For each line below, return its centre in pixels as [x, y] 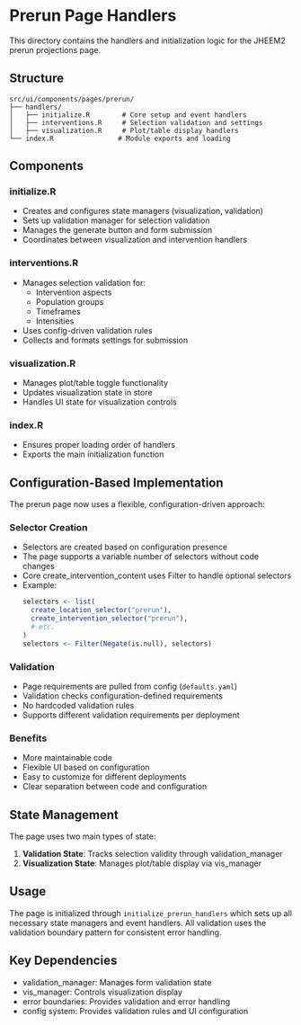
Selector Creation [49, 528]
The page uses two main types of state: [83, 836]
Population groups [70, 301]
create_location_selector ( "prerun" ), [102, 611]
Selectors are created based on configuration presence [125, 547]
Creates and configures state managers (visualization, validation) [142, 211]
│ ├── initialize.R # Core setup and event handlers [128, 115]
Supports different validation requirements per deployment [131, 715]
